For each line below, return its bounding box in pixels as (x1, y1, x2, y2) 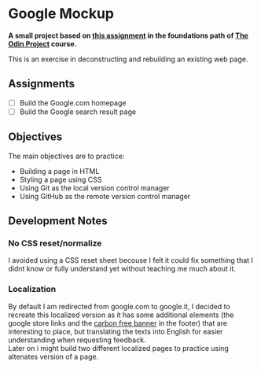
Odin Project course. (8, 39, 77, 48)
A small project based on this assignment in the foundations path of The (8, 31, 249, 40)
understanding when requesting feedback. (8, 335, 146, 345)
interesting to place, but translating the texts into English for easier (8, 327, 223, 336)
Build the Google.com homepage (19, 98, 127, 107)
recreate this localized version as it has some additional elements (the (8, 310, 234, 319)
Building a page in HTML (19, 166, 100, 175)
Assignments (8, 77, 75, 90)
